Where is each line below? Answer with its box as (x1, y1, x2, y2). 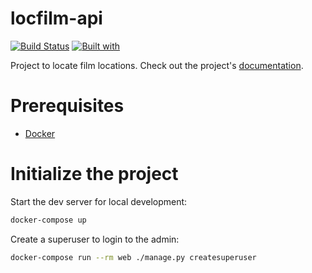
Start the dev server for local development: (10, 195, 188, 207)
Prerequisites (10, 95, 125, 117)
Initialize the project (10, 163, 179, 186)
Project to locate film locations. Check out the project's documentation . (10, 59, 304, 71)
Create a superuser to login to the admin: (10, 233, 180, 245)
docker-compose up (10, 215, 87, 225)
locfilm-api (10, 7, 103, 30)
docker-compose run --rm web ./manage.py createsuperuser (10, 252, 257, 262)
